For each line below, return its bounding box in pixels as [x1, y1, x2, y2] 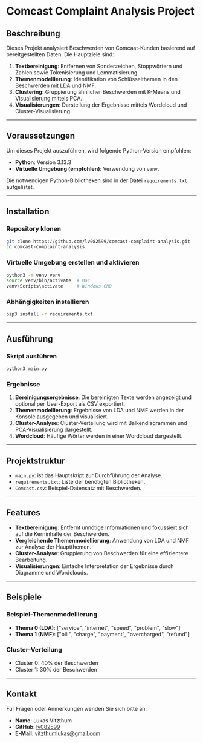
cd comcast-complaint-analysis [6, 244, 85, 250]
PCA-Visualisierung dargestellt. [14, 426, 93, 434]
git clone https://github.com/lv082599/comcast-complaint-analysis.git [6, 238, 190, 245]
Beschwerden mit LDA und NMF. [14, 82, 97, 89]
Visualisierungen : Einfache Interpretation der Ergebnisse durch [14, 562, 174, 570]
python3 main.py [6, 366, 47, 372]
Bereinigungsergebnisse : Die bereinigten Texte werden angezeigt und [14, 394, 192, 401]
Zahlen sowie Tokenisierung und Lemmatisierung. [14, 69, 139, 76]
